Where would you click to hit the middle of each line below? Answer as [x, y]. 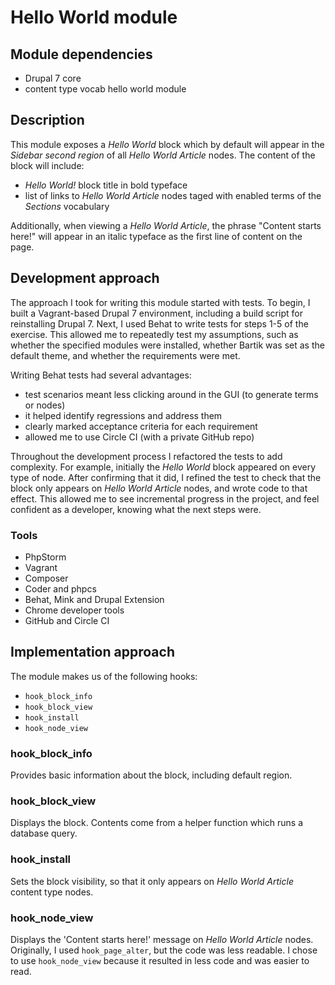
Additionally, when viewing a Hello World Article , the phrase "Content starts [166, 225]
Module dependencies [81, 54]
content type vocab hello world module [105, 89]
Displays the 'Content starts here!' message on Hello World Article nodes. [162, 939]
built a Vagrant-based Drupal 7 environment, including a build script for [156, 313]
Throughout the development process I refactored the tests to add [146, 456]
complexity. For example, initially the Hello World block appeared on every [163, 467]
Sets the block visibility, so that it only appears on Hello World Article [152, 881]
